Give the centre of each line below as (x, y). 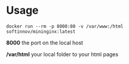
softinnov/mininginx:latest (41, 31)
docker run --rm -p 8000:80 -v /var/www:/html (65, 26)
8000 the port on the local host (45, 42)
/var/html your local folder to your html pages (62, 54)
